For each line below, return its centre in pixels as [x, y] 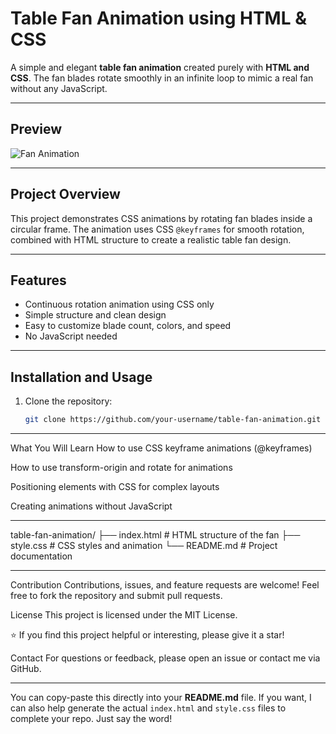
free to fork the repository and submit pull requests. [116, 596]
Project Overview [65, 194]
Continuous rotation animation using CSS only [119, 304]
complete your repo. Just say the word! [91, 719]
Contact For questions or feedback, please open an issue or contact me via [165, 658]
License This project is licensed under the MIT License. [124, 615]
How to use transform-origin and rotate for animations [121, 468]
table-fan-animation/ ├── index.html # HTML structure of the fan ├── [155, 535]
